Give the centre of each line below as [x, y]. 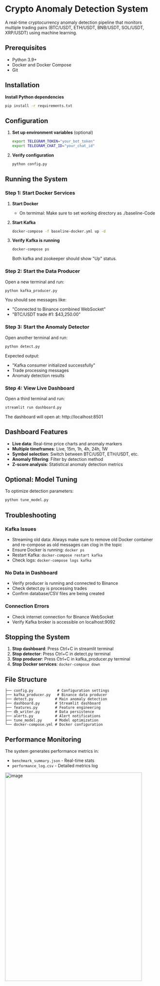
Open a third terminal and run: [35, 398]
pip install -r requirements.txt [39, 106]
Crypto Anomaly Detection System [77, 9]
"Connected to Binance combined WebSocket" [59, 309]
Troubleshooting [31, 515]
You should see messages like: [36, 300]
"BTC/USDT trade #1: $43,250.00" [46, 314]
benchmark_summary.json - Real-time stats [53, 760]
